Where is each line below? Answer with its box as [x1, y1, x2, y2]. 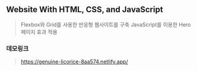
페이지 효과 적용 [20, 28, 58, 35]
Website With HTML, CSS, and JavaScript [6, 5, 163, 15]
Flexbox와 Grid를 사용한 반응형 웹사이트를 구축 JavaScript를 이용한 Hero [20, 21, 191, 28]
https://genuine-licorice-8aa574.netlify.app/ [20, 58, 129, 65]
